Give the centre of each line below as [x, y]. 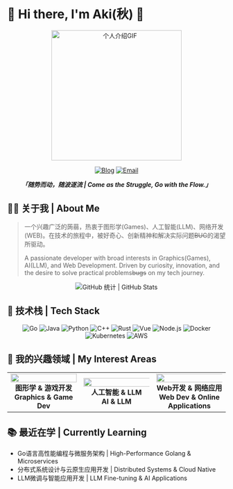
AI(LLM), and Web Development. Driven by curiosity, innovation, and [122, 265]
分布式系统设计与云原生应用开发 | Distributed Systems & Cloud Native [116, 470]
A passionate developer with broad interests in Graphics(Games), [118, 258]
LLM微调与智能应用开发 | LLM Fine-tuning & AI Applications [102, 478]
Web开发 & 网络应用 [189, 388]
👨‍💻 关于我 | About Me [53, 209]
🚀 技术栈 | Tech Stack [54, 311]
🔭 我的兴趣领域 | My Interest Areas [82, 359]
